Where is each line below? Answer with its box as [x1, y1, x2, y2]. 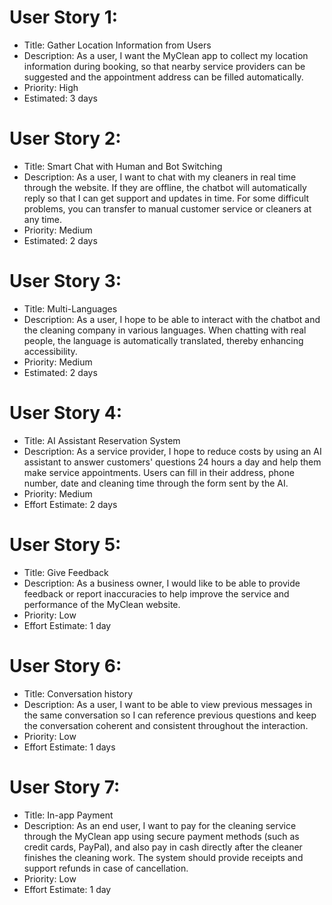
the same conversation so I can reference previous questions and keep [23, 709, 317, 721]
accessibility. [23, 345, 78, 357]
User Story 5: [9, 533, 122, 556]
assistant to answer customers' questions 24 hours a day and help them [23, 456, 322, 468]
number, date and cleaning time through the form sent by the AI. [23, 477, 289, 489]
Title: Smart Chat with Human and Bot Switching [23, 160, 223, 172]
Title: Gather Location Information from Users [23, 39, 212, 51]
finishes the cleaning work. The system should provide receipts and [23, 851, 304, 863]
